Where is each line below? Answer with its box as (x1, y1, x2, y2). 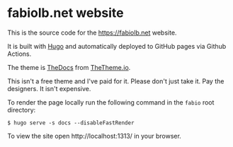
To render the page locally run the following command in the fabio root (7, 98, 215, 107)
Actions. (7, 49, 32, 58)
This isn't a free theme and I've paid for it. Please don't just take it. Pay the (7, 76, 225, 86)
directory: (7, 105, 36, 114)
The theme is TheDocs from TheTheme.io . (7, 63, 131, 71)
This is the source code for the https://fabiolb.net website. (7, 28, 177, 37)
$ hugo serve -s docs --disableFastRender (7, 119, 135, 127)
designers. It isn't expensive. (7, 84, 91, 93)
